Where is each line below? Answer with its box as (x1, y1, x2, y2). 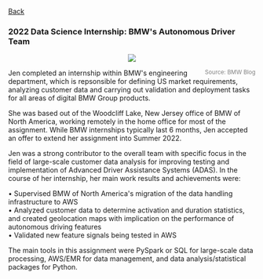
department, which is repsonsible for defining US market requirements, (8, 77, 238, 86)
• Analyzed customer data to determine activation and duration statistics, (8, 205, 245, 215)
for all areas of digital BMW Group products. (8, 93, 151, 103)
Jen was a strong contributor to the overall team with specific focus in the (8, 149, 247, 158)
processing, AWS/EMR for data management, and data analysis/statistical (8, 254, 247, 263)
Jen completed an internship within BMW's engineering (8, 68, 188, 78)
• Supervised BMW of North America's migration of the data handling (8, 189, 233, 198)
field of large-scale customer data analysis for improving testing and (8, 157, 230, 167)
